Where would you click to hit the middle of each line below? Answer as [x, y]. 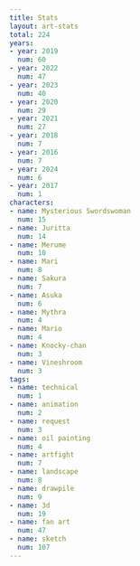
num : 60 [32, 60]
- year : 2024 [34, 169]
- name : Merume [38, 245]
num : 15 [32, 219]
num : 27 [32, 127]
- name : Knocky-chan [48, 345]
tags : [19, 379]
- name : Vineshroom [46, 363]
